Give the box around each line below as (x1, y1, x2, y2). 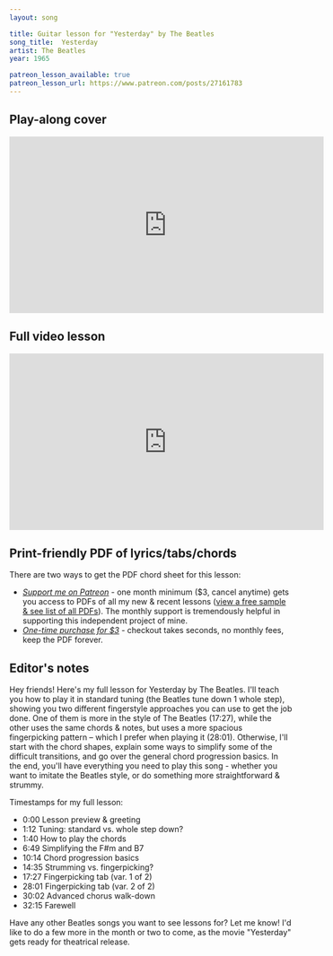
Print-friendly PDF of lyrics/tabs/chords (9, 545, 238, 561)
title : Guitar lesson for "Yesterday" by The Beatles (9, 29, 215, 39)
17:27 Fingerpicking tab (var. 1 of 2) (22, 872, 153, 882)
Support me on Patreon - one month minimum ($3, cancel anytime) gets (22, 587, 290, 597)
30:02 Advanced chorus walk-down (22, 891, 155, 901)
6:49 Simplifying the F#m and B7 (22, 843, 145, 854)
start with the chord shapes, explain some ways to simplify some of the (9, 742, 273, 752)
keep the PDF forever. (22, 634, 103, 646)
